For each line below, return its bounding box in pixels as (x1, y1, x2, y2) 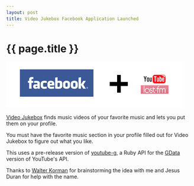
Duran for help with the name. (6, 173, 79, 180)
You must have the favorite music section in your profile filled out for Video (6, 132, 189, 139)
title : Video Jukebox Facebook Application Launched (6, 15, 139, 22)
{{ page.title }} (6, 42, 79, 56)
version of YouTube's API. (6, 155, 69, 162)
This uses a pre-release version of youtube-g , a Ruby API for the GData (6, 149, 180, 156)
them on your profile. (6, 120, 57, 127)
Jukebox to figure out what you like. (6, 138, 93, 145)
